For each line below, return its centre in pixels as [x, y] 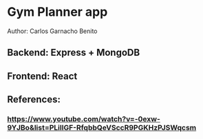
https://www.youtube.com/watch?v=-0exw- [84, 119]
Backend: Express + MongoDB [74, 53]
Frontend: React [42, 76]
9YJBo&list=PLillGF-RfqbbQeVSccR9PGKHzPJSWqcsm [102, 128]
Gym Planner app [57, 12]
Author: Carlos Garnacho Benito [52, 31]
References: [34, 99]
